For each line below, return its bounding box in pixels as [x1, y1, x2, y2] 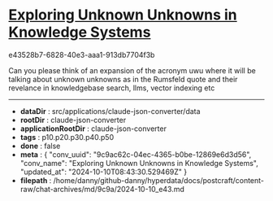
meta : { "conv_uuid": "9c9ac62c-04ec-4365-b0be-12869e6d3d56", [19, 149, 252, 159]
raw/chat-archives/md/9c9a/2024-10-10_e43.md [19, 184, 185, 194]
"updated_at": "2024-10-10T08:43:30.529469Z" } [19, 167, 188, 177]
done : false [19, 141, 61, 151]
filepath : [19, 175, 52, 185]
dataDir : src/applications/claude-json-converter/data [19, 106, 201, 116]
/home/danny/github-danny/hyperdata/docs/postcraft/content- [53, 175, 265, 185]
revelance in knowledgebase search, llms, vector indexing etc [8, 83, 215, 93]
